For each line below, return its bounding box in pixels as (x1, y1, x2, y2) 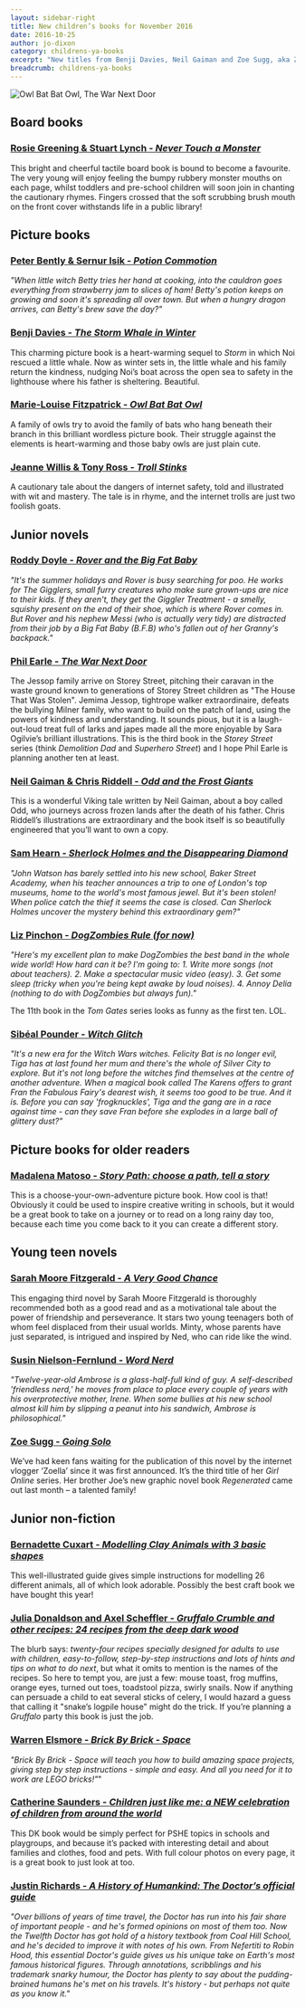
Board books (10, 115, 84, 130)
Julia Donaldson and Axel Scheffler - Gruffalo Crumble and (10, 1611, 275, 1624)
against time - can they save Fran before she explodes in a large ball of (10, 1106, 278, 1117)
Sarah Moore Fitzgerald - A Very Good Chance (10, 1272, 218, 1285)
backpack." (10, 632, 53, 643)
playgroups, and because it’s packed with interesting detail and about (10, 1837, 270, 1848)
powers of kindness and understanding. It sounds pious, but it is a (10, 714, 256, 725)
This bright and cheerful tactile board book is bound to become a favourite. (10, 162, 291, 173)
